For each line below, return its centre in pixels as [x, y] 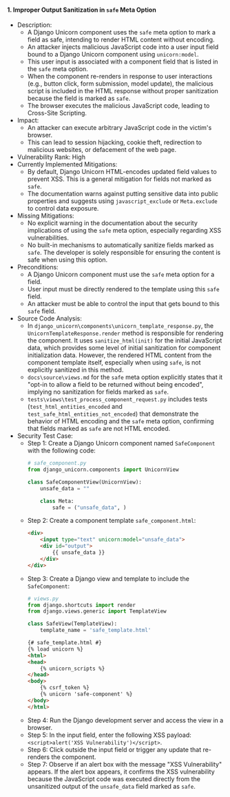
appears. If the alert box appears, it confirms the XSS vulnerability [121, 771]
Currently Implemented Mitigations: [67, 164]
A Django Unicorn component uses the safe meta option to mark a [121, 32]
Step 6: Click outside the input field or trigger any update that [114, 749]
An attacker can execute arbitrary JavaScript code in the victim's [119, 128]
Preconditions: [38, 267]
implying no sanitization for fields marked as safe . [98, 392]
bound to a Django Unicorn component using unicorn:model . [113, 55]
